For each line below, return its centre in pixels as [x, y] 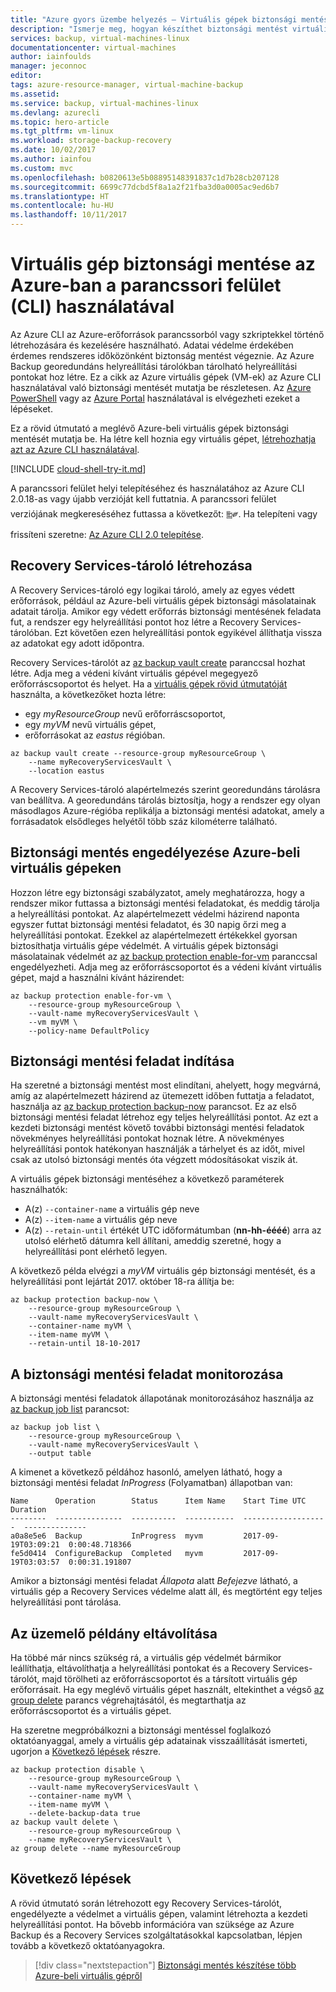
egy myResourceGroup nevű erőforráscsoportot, [125, 713]
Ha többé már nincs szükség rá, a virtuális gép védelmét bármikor [146, 1657]
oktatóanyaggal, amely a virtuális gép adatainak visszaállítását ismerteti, [159, 1740]
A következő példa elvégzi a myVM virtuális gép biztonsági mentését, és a [163, 1271]
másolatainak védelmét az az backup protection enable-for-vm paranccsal [164, 956]
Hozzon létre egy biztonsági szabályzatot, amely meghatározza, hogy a [157, 892]
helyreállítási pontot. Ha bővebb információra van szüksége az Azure [152, 1924]
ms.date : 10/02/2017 [53, 150]
